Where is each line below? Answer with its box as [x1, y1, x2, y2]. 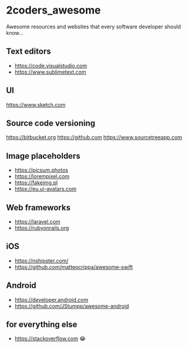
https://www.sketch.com [6, 101, 66, 108]
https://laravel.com [14, 218, 61, 225]
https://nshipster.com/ [14, 257, 69, 264]
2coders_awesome [6, 4, 101, 17]
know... [6, 29, 23, 36]
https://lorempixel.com [14, 173, 70, 180]
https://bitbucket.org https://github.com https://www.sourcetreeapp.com [6, 134, 182, 141]
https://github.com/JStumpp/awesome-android [14, 302, 129, 310]
